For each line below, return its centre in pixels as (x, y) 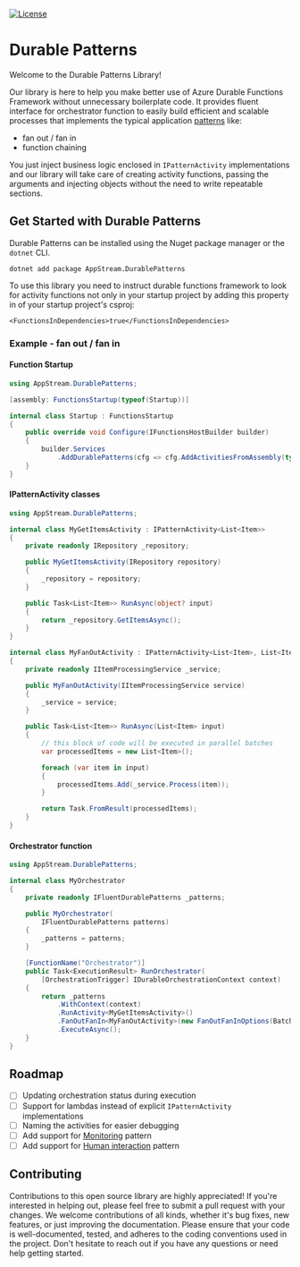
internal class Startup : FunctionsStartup (92, 416)
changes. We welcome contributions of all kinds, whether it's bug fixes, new (150, 1215)
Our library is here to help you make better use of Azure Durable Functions (146, 92)
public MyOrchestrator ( (70, 914)
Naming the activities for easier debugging (100, 1125)
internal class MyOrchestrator (67, 881)
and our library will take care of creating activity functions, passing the (139, 174)
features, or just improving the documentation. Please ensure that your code (150, 1224)
